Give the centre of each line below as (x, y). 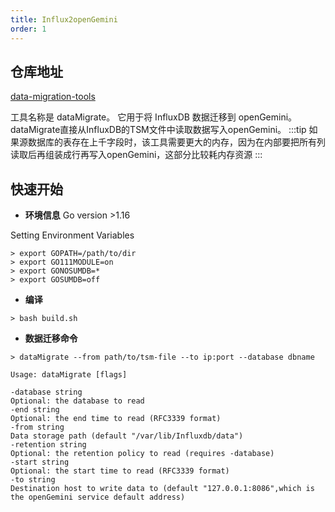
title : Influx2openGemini (64, 19)
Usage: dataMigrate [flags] (69, 375)
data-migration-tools (53, 97)
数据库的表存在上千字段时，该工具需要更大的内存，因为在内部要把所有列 (176, 142)
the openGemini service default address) (98, 497)
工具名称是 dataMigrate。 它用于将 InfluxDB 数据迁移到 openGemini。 (154, 117)
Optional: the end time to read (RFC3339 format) (116, 419)
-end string (35, 410)
